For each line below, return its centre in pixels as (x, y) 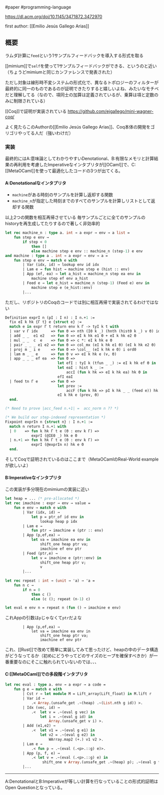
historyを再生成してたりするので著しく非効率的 (52, 224)
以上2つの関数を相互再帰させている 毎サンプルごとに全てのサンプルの (75, 217)
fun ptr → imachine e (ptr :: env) (67, 531)
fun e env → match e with (40, 508)
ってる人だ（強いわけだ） (48, 133)
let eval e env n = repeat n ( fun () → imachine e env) (63, 608)
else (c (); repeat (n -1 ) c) (61, 599)
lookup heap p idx (59, 521)
